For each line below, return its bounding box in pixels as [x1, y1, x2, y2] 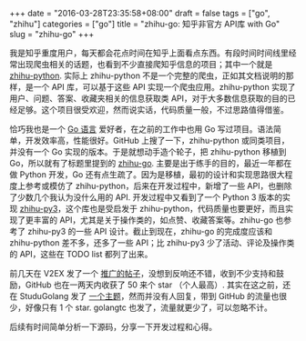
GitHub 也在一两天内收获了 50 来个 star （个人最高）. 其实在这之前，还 [25, 279, 291, 290]
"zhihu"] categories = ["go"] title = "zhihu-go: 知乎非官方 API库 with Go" [9, 18, 280, 29]
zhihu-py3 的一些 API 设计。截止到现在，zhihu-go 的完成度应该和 [26, 226, 273, 236]
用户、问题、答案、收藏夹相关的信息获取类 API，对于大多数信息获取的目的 [9, 93, 289, 104]
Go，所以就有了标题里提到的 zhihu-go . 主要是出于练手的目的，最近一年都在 [9, 158, 292, 168]
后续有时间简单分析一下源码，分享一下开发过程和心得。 [9, 322, 217, 332]
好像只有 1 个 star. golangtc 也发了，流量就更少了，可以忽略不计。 [25, 302, 273, 313]
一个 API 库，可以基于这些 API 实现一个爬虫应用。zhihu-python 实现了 [33, 82, 296, 92]
